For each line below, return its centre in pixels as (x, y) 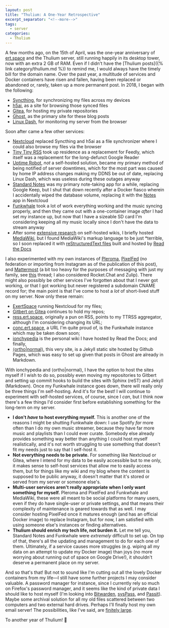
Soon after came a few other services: (45, 131)
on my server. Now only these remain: (45, 296)
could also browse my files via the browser (57, 146)
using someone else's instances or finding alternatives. (70, 525)
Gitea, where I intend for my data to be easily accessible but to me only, (87, 460)
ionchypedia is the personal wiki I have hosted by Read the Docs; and (85, 338)
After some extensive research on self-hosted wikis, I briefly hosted (83, 232)
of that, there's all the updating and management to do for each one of (86, 541)
